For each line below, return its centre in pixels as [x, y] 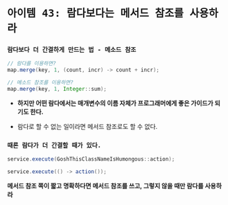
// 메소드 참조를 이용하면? [41, 83]
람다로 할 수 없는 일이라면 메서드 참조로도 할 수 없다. [87, 126]
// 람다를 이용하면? [32, 64]
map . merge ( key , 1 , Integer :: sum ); [57, 89]
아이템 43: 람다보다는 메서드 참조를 [95, 14]
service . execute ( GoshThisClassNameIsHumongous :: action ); [91, 159]
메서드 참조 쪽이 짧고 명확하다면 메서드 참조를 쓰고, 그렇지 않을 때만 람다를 [105, 186]
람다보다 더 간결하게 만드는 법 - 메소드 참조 [72, 50]
